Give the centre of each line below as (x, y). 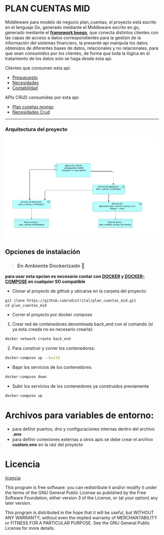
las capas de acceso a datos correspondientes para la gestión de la (73, 38)
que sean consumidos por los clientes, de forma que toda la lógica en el (77, 53)
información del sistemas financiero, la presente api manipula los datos (76, 43)
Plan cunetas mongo (33, 107)
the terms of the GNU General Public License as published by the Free (76, 492)
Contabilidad (25, 88)
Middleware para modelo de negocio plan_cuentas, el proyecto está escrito (81, 22)
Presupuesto (25, 77)
